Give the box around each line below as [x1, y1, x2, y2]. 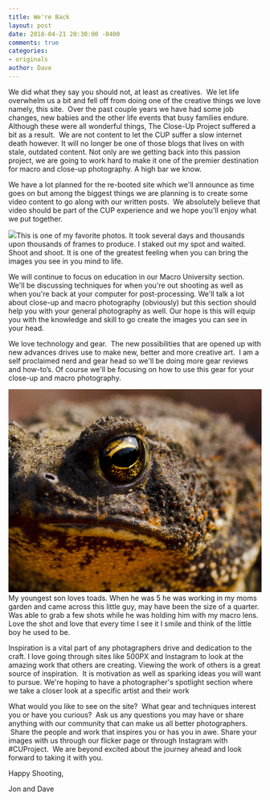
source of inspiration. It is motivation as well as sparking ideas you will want [8, 669, 261, 678]
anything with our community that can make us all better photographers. [8, 718, 247, 728]
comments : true [8, 39, 59, 47]
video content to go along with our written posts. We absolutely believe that [8, 197, 261, 206]
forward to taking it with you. [8, 752, 104, 762]
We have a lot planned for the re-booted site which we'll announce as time [8, 180, 255, 189]
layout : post [8, 21, 52, 30]
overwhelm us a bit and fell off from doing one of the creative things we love [8, 95, 261, 105]
